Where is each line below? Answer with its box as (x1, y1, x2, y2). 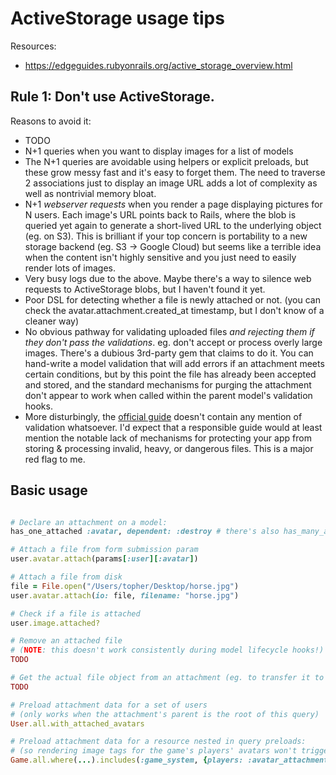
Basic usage (10, 482, 88, 499)
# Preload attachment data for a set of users (10, 700, 208, 710)
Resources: (10, 40, 57, 52)
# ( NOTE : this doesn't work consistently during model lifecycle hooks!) (10, 645, 325, 656)
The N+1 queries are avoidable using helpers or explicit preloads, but (24, 155, 309, 167)
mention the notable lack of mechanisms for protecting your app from (24, 432, 312, 444)
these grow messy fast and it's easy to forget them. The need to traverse (24, 166, 326, 178)
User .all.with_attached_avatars (10, 718, 145, 729)
